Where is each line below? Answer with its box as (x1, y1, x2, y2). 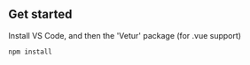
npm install (8, 47, 52, 56)
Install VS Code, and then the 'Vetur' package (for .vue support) (8, 30, 241, 40)
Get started (8, 7, 73, 22)
